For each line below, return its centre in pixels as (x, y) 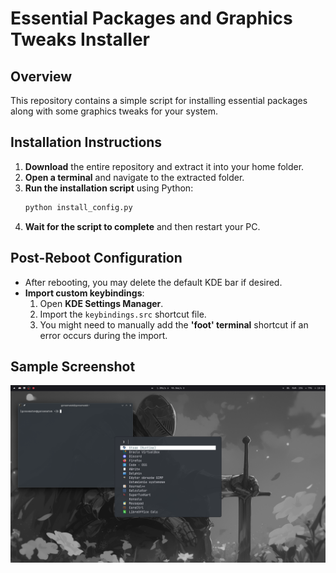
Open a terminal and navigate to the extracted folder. (134, 177)
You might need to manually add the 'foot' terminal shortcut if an (174, 324)
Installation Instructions (86, 142)
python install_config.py (78, 207)
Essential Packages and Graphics (151, 18)
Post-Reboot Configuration (96, 258)
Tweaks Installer (80, 39)
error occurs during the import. (103, 335)
